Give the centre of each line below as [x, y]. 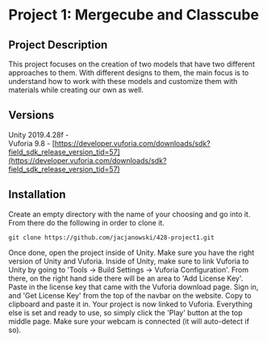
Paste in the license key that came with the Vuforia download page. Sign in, [133, 287]
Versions [31, 115]
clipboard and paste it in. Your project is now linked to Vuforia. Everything [130, 304]
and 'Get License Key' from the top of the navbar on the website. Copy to [130, 295]
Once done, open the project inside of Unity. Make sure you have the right [131, 252]
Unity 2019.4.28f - [39, 134]
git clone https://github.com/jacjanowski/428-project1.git [112, 237]
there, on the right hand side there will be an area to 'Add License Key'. [126, 278]
